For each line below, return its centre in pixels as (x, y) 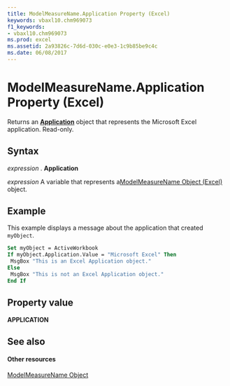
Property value (40, 303)
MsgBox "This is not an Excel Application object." (87, 274)
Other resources (31, 359)
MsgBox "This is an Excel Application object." (81, 261)
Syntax (23, 151)
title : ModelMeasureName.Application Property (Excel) (89, 14)
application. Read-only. (41, 129)
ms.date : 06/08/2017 (37, 53)
